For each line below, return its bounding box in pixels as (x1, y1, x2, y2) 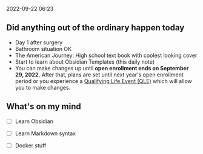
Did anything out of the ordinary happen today (6, 22, 185, 33)
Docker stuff (15, 142, 47, 149)
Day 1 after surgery (15, 39, 63, 46)
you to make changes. (15, 84, 71, 91)
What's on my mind (6, 101, 81, 112)
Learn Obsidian (15, 118, 53, 125)
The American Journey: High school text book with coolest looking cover (15, 52, 198, 59)
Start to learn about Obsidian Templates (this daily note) (15, 58, 155, 65)
